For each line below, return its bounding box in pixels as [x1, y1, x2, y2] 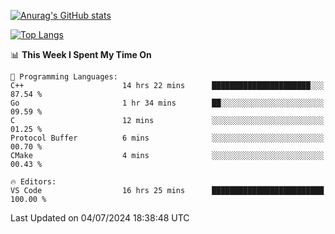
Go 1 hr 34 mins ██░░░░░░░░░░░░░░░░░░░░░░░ [10, 98, 325, 108]
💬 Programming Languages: [10, 72, 118, 82]
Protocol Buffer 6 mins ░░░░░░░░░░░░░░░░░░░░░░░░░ [10, 133, 325, 143]
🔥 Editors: [10, 177, 57, 187]
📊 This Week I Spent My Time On [10, 49, 152, 60]
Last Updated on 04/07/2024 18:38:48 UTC [10, 212, 190, 224]
